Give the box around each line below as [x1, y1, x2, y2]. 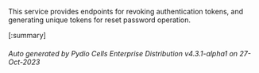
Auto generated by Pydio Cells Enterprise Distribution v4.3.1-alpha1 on [8, 48, 238, 58]
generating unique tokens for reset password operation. [8, 15, 191, 25]
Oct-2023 [8, 57, 41, 67]
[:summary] [8, 31, 46, 40]
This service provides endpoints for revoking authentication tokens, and [8, 7, 244, 16]
